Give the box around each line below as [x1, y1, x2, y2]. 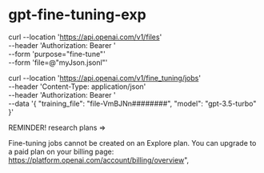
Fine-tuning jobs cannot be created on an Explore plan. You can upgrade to [8, 138, 257, 147]
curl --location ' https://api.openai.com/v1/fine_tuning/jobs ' [8, 73, 202, 82]
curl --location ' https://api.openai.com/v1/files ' [8, 32, 162, 42]
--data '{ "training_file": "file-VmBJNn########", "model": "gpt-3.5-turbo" [8, 99, 257, 108]
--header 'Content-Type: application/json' [8, 82, 146, 91]
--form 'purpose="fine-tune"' [8, 49, 106, 58]
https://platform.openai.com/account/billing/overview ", [8, 155, 190, 165]
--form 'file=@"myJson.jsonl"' [8, 58, 108, 67]
